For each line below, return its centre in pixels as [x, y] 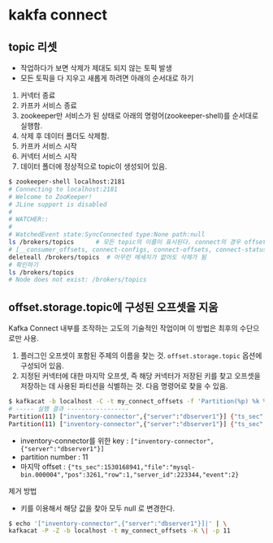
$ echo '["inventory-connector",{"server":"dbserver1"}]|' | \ [118, 524]
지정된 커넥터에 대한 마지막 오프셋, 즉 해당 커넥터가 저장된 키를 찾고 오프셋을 [141, 376]
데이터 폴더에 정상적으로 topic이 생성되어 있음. [94, 166]
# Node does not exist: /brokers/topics [78, 280]
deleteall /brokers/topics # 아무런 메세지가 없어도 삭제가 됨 [108, 257]
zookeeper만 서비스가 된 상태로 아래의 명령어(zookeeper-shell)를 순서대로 [139, 116]
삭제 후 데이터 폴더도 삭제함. [65, 136]
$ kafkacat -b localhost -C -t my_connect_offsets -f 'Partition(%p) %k [134, 402]
